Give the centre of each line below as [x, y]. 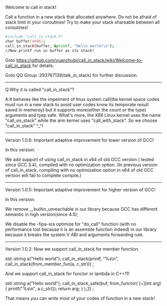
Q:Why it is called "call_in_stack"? [40, 89]
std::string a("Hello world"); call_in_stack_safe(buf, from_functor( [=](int [79, 283]
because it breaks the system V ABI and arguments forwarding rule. [75, 235]
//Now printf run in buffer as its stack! [50, 50]
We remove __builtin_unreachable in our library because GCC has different [81, 209]
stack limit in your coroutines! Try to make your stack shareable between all [83, 22]
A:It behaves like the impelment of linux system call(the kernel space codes [83, 99]
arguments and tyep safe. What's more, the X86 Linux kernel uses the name [83, 115]
